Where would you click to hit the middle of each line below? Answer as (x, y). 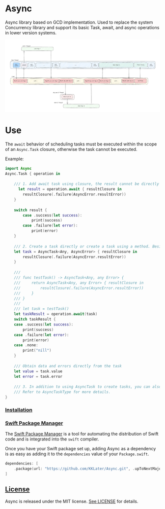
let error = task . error (38, 376)
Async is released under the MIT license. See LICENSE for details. (72, 501)
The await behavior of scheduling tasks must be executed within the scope (81, 144)
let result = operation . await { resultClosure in (70, 189)
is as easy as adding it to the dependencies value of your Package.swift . (77, 454)
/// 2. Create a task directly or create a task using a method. (82, 246)
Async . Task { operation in (33, 174)
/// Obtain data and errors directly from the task (68, 366)
